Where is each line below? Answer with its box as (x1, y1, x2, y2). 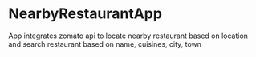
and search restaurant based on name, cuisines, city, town (8, 39, 202, 48)
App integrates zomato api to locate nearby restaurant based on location (8, 31, 249, 40)
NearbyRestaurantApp (8, 5, 163, 23)
